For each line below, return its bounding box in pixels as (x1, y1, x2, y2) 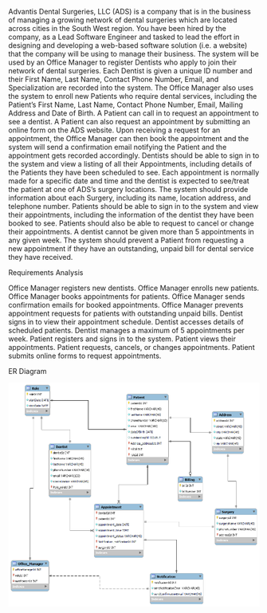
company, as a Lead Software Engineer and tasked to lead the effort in (8, 32, 240, 41)
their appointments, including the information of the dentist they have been (8, 210, 254, 219)
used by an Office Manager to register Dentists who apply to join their (8, 57, 238, 67)
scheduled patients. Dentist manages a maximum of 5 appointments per (8, 326, 245, 335)
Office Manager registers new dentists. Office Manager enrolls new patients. (8, 283, 260, 293)
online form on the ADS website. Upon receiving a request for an (8, 125, 221, 135)
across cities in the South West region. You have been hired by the (8, 24, 227, 33)
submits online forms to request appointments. (8, 351, 162, 360)
